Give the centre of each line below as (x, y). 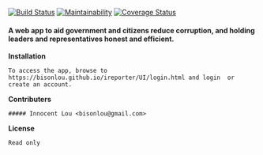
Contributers (30, 100)
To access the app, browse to (58, 71)
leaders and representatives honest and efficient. (91, 39)
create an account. (40, 85)
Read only (24, 143)
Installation (27, 56)
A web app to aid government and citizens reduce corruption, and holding (131, 30)
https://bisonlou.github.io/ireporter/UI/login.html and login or (122, 78)
